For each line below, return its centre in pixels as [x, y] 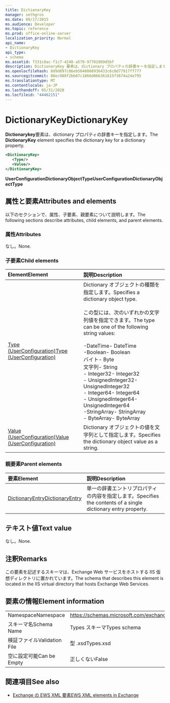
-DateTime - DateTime [110, 346]
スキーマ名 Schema [30, 624]
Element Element [28, 275]
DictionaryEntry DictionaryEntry [45, 498]
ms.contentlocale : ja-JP [31, 85]
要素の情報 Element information [55, 601]
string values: [99, 334]
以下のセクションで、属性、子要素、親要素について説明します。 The [75, 214]
